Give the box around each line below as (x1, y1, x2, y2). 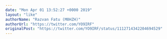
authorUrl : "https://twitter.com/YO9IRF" (5, 21, 95, 27)
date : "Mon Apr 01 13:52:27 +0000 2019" (5, 7, 93, 13)
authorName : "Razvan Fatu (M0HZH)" (5, 17, 81, 22)
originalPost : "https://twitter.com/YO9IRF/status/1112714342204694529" (5, 26, 163, 31)
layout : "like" (5, 12, 38, 17)
